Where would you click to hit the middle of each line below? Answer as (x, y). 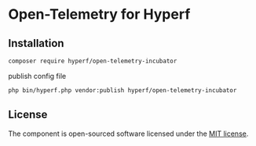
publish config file (37, 76)
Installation (36, 43)
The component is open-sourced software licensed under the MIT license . (128, 134)
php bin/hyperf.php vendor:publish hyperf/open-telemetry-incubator (123, 90)
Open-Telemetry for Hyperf (99, 14)
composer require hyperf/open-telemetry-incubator (93, 61)
